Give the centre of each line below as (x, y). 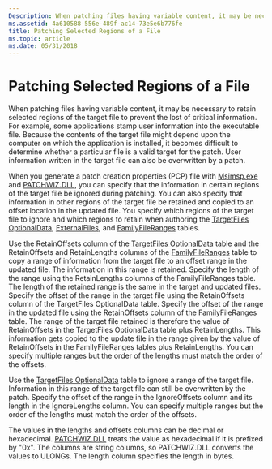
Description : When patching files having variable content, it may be (130, 16)
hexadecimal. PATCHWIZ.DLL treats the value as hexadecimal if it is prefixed (136, 439)
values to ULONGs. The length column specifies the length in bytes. (121, 456)
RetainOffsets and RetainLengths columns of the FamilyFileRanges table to (133, 252)
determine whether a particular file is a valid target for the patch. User (125, 152)
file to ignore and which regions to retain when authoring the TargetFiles (129, 219)
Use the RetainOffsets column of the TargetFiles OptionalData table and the (134, 243)
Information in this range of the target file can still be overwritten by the (127, 389)
